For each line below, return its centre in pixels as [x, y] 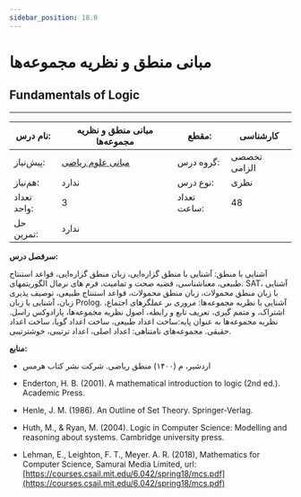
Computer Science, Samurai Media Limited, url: [109, 464]
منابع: [19, 348]
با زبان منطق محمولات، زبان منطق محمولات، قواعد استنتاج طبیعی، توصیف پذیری [144, 292]
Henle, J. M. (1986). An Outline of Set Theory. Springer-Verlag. [138, 410]
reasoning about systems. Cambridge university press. [123, 437]
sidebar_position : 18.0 [54, 18]
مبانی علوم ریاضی [95, 162]
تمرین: [26, 234]
